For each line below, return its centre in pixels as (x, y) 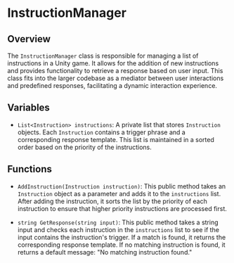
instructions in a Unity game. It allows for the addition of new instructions (113, 63)
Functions (30, 169)
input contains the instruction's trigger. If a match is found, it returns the (122, 237)
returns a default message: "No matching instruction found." (105, 252)
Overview (29, 39)
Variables (29, 108)
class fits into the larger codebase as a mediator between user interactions (116, 78)
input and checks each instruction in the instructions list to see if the (118, 229)
